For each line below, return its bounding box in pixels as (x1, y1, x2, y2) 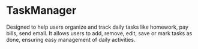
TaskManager (6, 4, 77, 17)
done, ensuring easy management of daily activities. (6, 36, 136, 43)
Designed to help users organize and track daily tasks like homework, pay (6, 23, 189, 30)
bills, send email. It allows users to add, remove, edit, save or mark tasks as (6, 29, 193, 36)
